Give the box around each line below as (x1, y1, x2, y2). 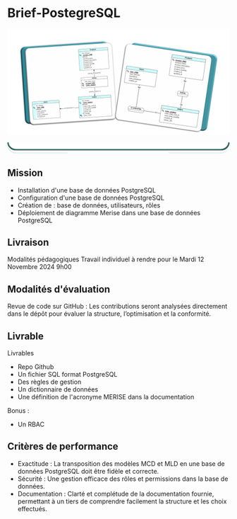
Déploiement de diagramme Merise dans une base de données (17, 208, 201, 217)
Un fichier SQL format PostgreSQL (17, 370, 118, 378)
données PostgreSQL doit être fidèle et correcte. (17, 467, 159, 475)
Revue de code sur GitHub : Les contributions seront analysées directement (7, 302, 228, 311)
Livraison (7, 236, 49, 249)
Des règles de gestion (17, 377, 82, 386)
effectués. (17, 504, 47, 513)
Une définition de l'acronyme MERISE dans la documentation (17, 393, 195, 401)
